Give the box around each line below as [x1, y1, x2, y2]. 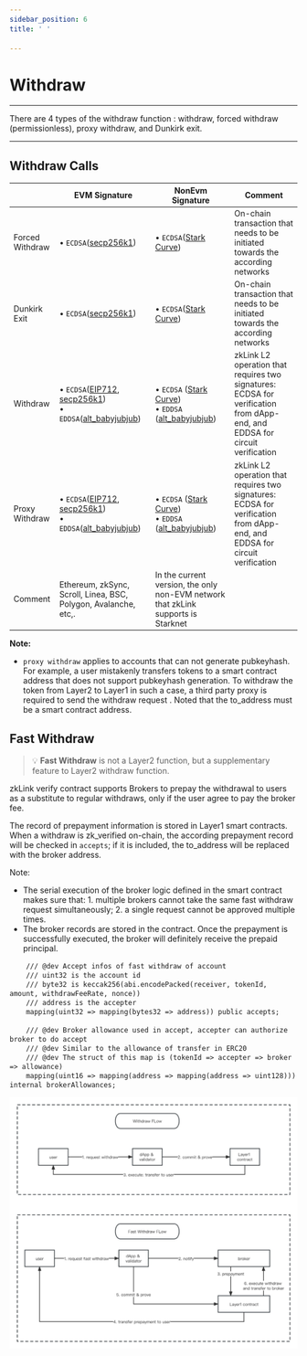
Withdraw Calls [9, 158, 99, 174]
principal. [22, 943, 58, 954]
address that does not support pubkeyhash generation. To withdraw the [22, 675, 294, 686]
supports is [154, 608, 198, 619]
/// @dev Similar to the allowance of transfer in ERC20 [26, 1044, 248, 1054]
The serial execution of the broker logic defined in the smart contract [22, 885, 283, 895]
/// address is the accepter [26, 999, 137, 1008]
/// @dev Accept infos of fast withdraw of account [26, 962, 227, 971]
